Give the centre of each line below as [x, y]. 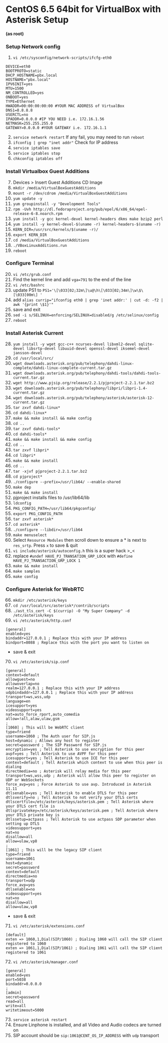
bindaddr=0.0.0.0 [24, 984]
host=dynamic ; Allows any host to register [53, 741]
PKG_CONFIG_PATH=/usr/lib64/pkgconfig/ [54, 509]
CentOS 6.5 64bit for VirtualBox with [83, 9]
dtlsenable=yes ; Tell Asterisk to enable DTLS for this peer [72, 793]
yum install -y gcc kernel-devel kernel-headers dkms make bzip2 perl [88, 219]
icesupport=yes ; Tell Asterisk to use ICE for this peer [67, 758]
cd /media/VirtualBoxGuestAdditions [51, 240]
